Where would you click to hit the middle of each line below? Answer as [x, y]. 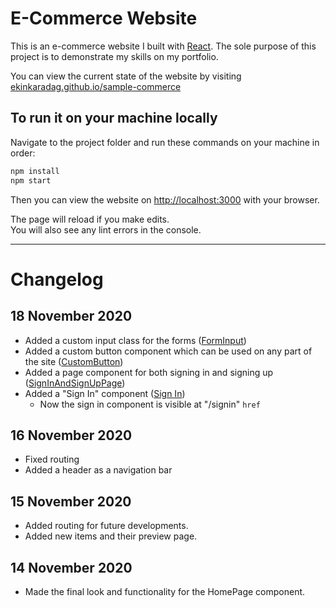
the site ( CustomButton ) [74, 361]
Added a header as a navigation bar [98, 470]
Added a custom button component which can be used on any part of [168, 351]
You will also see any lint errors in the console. [106, 229]
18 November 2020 [71, 316]
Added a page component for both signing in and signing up [149, 372]
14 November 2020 [71, 567]
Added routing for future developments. [106, 526]
